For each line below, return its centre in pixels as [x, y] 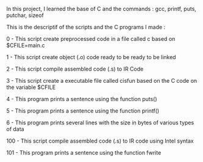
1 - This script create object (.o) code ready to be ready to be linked [91, 57]
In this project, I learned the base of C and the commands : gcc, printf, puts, [101, 9]
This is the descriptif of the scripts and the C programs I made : [86, 27]
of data [15, 129]
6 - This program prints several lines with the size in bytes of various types [100, 122]
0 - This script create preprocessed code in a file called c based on [91, 39]
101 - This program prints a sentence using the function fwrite [84, 153]
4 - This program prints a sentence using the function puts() [82, 99]
